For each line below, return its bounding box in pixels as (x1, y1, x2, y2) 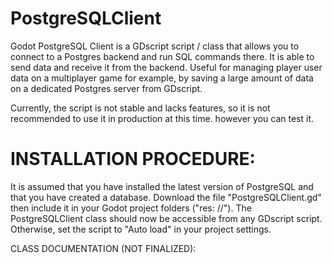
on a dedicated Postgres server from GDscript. (10, 82, 203, 94)
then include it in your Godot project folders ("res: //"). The (10, 202, 252, 214)
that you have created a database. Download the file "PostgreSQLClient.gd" (10, 191, 322, 203)
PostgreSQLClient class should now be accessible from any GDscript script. (10, 212, 323, 224)
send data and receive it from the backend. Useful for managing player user (10, 61, 323, 73)
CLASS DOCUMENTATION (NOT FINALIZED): (10, 242, 197, 254)
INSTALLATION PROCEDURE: (10, 148, 256, 171)
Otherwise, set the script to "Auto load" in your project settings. (10, 223, 272, 235)
